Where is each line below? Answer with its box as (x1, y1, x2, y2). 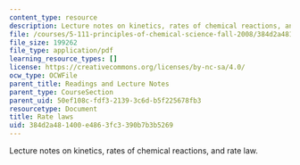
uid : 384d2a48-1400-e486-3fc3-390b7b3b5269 (9, 121, 174, 130)
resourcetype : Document (9, 104, 98, 113)
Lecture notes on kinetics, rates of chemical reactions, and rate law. (9, 145, 259, 156)
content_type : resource (9, 12, 98, 22)
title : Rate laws (9, 112, 74, 121)
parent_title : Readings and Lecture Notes (9, 79, 170, 88)
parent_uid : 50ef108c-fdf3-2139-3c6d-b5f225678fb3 (9, 95, 202, 105)
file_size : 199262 (9, 37, 78, 47)
